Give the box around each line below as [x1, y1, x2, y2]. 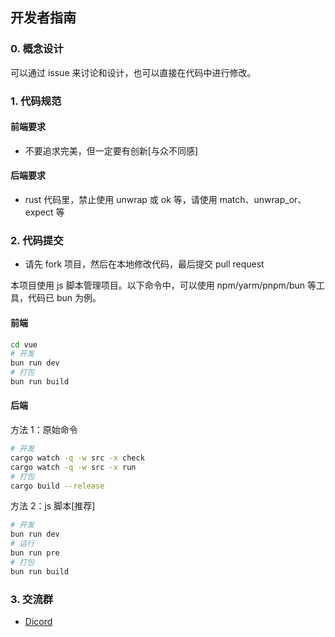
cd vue [10, 339, 38, 350]
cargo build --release [10, 481, 105, 491]
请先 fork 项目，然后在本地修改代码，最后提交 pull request [24, 258, 265, 270]
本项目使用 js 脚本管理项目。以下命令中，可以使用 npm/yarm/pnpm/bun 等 [10, 279, 317, 292]
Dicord [24, 616, 53, 628]
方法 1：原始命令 [10, 424, 78, 436]
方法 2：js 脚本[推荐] [10, 500, 96, 512]
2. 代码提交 [10, 233, 64, 247]
